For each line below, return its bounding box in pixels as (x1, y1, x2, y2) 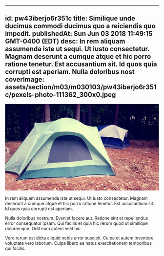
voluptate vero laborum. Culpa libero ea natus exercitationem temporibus (5, 240, 152, 246)
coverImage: (5, 75, 45, 84)
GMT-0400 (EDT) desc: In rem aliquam (5, 37, 125, 45)
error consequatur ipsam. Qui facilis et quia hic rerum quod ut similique (5, 220, 148, 226)
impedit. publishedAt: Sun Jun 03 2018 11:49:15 (5, 30, 153, 38)
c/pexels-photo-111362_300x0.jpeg (5, 91, 116, 99)
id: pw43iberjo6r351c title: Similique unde (5, 14, 136, 22)
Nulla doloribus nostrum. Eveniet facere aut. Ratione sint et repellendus (5, 215, 148, 221)
